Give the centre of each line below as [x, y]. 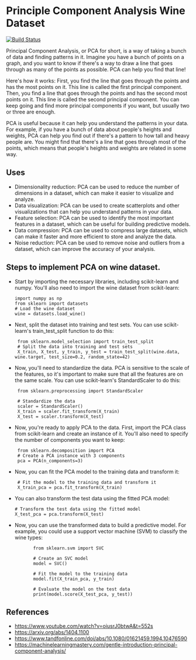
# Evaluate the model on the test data [82, 589]
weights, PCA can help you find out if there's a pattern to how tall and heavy [98, 135]
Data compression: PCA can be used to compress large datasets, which [101, 230]
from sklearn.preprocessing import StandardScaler [80, 391]
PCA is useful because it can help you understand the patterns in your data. [97, 123]
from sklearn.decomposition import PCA [66, 451]
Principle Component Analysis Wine [96, 11]
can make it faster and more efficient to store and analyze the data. [95, 236]
